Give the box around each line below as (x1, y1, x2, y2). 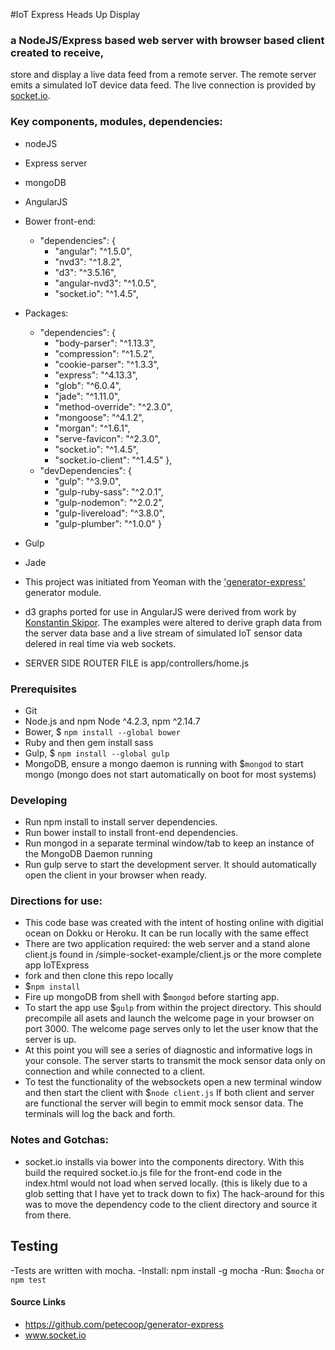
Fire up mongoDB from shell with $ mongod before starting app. (24, 991, 280, 1003)
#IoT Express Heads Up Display (10, 9, 141, 20)
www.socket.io (24, 1329, 87, 1341)
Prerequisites (10, 682, 77, 696)
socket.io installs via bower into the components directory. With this (24, 1155, 305, 1168)
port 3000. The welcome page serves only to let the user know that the (24, 1023, 319, 1035)
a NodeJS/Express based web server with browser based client (10, 33, 325, 47)
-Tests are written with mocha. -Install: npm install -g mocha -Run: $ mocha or (10, 1264, 325, 1276)
